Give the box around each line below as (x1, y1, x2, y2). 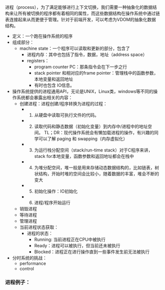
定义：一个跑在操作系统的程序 (12, 33, 73, 39)
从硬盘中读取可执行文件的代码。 (34, 112, 99, 118)
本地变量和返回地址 (34, 76, 74, 82)
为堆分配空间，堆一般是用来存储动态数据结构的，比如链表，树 (34, 165, 160, 171)
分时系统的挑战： (12, 255, 47, 261)
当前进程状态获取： (19, 224, 59, 230)
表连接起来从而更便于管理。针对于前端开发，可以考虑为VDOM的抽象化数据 (5, 17, 156, 22)
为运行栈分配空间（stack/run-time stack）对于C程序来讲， (34, 147, 153, 153)
